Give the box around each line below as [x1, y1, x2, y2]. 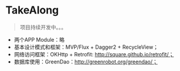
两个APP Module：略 [13, 36, 65, 43]
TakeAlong [5, 4, 59, 17]
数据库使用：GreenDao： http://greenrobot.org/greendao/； [13, 58, 158, 65]
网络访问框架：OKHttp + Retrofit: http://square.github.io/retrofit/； [13, 50, 174, 58]
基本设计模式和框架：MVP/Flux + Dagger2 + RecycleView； [13, 43, 159, 50]
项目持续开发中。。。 [19, 23, 67, 31]
